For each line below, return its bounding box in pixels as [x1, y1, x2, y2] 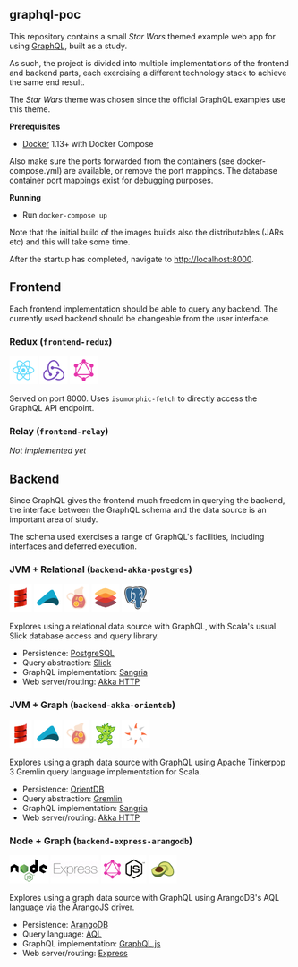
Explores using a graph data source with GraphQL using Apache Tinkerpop [9, 757, 286, 767]
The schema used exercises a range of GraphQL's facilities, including [9, 532, 265, 543]
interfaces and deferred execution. [9, 541, 137, 552]
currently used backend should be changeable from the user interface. [9, 312, 271, 323]
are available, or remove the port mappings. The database [64, 165, 278, 175]
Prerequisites [9, 121, 61, 132]
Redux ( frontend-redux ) [9, 335, 113, 347]
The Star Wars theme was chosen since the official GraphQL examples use [9, 94, 286, 105]
